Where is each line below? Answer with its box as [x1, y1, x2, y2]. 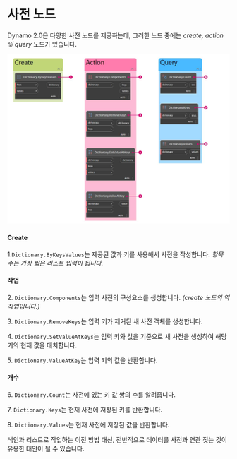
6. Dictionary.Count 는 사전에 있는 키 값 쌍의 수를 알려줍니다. [7, 390, 176, 399]
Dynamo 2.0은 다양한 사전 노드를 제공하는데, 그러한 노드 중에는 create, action [7, 31, 224, 40]
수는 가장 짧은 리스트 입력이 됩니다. [7, 258, 104, 267]
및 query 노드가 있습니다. [7, 40, 78, 48]
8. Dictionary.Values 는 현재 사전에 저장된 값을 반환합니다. [7, 420, 170, 429]
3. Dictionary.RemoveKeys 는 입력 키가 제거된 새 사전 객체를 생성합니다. [7, 317, 203, 326]
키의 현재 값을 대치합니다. [7, 340, 78, 350]
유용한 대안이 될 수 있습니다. [7, 444, 85, 453]
